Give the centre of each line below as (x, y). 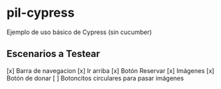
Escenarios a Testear (54, 54)
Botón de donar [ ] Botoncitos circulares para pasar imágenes (95, 78)
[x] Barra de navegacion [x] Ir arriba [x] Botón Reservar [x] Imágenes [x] (110, 70)
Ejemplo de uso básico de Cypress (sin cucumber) (79, 32)
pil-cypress (41, 13)
